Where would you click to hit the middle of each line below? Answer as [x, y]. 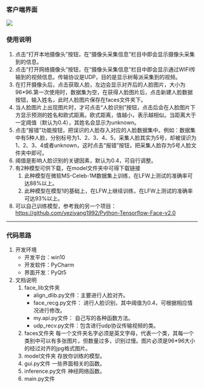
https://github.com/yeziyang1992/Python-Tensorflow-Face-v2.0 [95, 213]
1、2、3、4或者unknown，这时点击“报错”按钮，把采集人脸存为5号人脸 [103, 145]
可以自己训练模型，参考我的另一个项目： [66, 206]
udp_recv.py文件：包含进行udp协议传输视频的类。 [96, 325]
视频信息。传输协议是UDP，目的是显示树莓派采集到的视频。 [106, 77]
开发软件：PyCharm [49, 265]
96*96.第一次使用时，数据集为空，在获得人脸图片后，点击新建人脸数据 [104, 92]
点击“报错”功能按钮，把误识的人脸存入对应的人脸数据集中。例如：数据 [103, 130]
